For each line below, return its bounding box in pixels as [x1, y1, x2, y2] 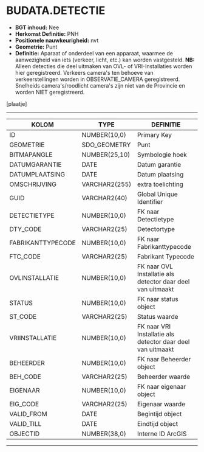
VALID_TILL [9, 419, 42, 428]
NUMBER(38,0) [81, 429, 126, 438]
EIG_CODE [9, 400, 39, 408]
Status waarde [137, 312, 178, 321]
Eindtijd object [137, 419, 178, 428]
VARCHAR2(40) [81, 193, 127, 202]
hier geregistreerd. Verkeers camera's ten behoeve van [15, 69, 154, 76]
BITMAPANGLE [9, 150, 53, 159]
